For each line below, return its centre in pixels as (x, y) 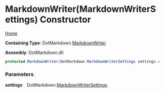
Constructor (65, 20)
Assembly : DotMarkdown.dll (34, 52)
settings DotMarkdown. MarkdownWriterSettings (56, 85)
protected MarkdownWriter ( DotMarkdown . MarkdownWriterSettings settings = (83, 61)
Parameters (19, 74)
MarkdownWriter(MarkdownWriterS (81, 9)
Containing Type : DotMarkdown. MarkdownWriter (56, 43)
